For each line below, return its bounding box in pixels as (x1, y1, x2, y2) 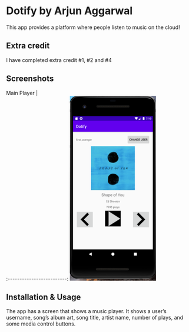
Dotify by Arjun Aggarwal (6, 4, 133, 18)
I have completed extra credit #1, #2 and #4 (6, 56, 112, 63)
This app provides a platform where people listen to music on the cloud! (6, 24, 181, 31)
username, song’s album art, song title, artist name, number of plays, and (6, 314, 184, 321)
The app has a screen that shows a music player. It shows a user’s (6, 308, 167, 315)
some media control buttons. (6, 320, 76, 327)
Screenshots (6, 74, 54, 84)
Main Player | (6, 89, 38, 96)
